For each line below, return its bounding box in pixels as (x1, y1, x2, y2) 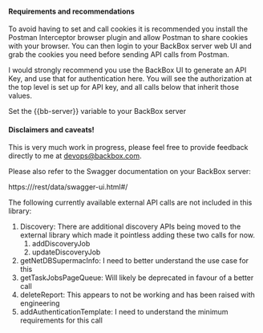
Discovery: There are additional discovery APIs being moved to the (19, 221, 241, 232)
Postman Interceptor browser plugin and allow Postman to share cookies (8, 33, 249, 43)
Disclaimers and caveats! (8, 124, 95, 134)
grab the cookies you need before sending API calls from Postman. (8, 50, 230, 59)
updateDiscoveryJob (31, 247, 101, 257)
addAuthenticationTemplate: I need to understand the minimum (19, 307, 229, 317)
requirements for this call (19, 315, 103, 325)
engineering (19, 298, 60, 308)
